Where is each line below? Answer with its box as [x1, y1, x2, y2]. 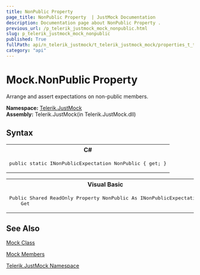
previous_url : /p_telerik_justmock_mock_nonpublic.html [6, 25, 148, 32]
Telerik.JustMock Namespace [6, 262, 80, 270]
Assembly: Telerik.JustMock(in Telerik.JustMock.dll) [6, 111, 136, 118]
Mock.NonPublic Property [6, 73, 138, 86]
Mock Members [6, 251, 45, 258]
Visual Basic [87, 180, 124, 188]
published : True [6, 36, 46, 42]
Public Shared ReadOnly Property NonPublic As [9, 195, 138, 201]
